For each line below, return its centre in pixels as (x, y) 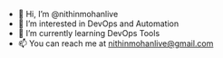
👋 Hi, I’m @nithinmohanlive (68, 14)
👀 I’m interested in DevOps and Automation (98, 24)
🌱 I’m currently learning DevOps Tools (89, 33)
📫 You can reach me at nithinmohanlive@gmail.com (116, 43)
